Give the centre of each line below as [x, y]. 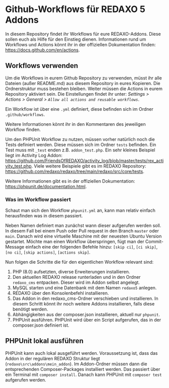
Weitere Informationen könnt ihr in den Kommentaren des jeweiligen [75, 124]
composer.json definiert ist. [41, 325]
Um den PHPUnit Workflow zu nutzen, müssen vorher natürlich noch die [80, 139]
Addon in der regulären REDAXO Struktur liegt [53, 358]
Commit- [154, 242]
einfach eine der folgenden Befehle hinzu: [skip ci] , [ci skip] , [92, 247]
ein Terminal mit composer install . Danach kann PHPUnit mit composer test [83, 374]
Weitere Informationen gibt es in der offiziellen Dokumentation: [70, 181]
